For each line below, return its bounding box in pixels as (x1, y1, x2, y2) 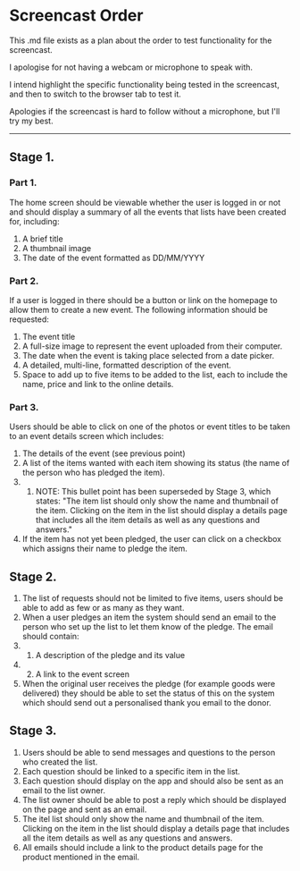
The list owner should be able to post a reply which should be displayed (21, 794, 287, 805)
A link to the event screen (35, 669, 130, 680)
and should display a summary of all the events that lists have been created (9, 207, 287, 217)
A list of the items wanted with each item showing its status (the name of (21, 458, 290, 469)
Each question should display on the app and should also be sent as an (21, 775, 284, 786)
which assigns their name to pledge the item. (21, 543, 187, 554)
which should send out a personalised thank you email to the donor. (21, 698, 272, 708)
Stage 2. (9, 569, 57, 584)
